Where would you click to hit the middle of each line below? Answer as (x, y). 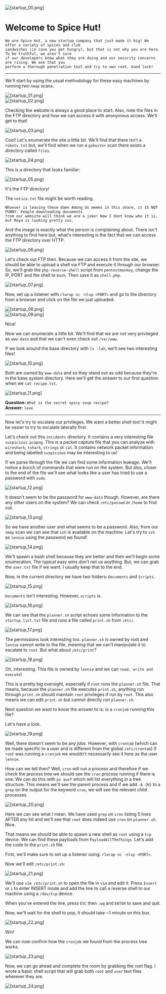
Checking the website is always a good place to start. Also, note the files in (82, 110)
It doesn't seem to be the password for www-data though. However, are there (82, 497)
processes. (17, 795)
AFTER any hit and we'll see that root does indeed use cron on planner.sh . (81, 819)
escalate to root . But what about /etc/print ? (51, 650)
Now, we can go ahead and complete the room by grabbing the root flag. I (80, 966)
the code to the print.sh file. (35, 845)
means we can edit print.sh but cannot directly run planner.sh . (70, 700)
